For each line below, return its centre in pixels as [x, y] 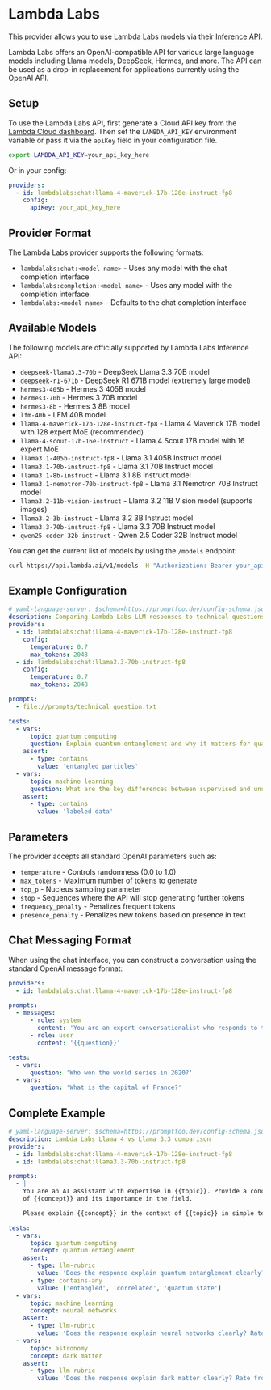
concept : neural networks [73, 1311]
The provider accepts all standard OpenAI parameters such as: [113, 856]
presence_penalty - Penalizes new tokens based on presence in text [133, 915]
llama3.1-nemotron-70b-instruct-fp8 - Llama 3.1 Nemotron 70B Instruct [139, 483]
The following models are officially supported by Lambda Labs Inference [129, 347]
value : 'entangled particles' [88, 767]
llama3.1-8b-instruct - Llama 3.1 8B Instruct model [105, 475]
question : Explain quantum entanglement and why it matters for [140, 744]
